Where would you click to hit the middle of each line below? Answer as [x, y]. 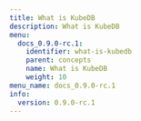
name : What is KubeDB [66, 69]
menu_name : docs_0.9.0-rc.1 [63, 86]
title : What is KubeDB [52, 18]
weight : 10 [46, 77]
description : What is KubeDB [65, 26]
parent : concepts [59, 60]
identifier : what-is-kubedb [79, 52]
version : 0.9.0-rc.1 [56, 102]
